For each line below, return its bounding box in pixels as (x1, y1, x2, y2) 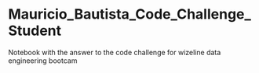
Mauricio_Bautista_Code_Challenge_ (8, 5, 251, 23)
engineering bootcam (8, 56, 78, 65)
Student (8, 22, 62, 40)
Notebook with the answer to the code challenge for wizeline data (8, 47, 221, 57)
